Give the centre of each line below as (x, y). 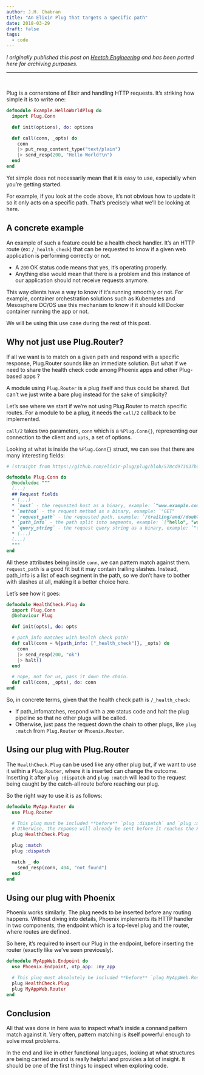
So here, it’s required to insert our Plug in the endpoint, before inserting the (100, 943)
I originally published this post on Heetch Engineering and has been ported (100, 57)
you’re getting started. (34, 184)
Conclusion (29, 1013)
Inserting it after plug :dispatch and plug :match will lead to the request (96, 777)
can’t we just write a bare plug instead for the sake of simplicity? (87, 394)
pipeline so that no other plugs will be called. (71, 718)
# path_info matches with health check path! (70, 638)
